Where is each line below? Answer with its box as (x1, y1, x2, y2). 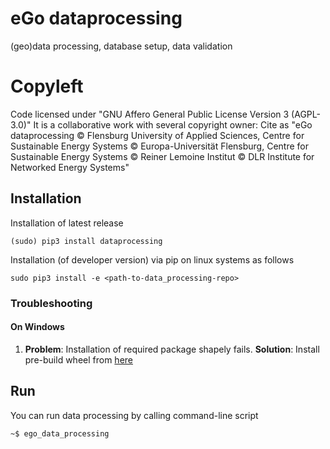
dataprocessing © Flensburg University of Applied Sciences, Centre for (10, 129, 305, 141)
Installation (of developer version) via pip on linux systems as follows (10, 253, 295, 266)
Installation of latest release (10, 217, 124, 229)
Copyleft (10, 75, 84, 98)
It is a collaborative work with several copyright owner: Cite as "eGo (33, 118, 313, 131)
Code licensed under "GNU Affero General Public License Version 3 (10, 108, 290, 120)
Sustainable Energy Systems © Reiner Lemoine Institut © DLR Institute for (10, 150, 315, 162)
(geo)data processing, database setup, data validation (10, 40, 233, 52)
